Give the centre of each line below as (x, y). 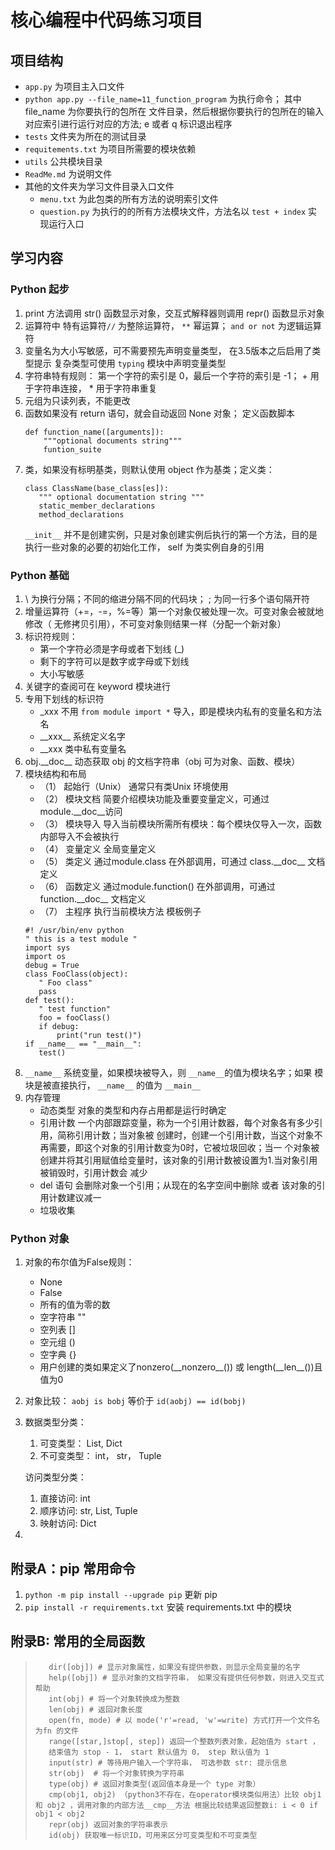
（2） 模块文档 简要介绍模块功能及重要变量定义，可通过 (154, 798)
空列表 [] (57, 1330)
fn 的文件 (60, 1731)
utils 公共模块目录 (63, 161)
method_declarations (81, 514)
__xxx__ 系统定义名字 (82, 736)
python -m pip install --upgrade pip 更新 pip (121, 1595)
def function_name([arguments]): (94, 432)
